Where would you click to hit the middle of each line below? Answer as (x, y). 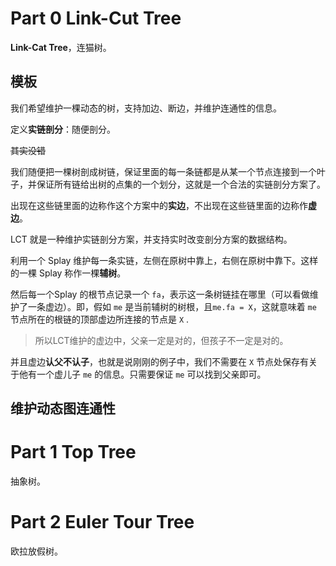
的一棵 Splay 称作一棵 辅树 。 (68, 273)
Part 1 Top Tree (73, 452)
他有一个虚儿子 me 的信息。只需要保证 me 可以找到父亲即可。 (142, 374)
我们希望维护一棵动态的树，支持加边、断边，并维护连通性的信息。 (146, 108)
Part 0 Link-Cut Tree (96, 18)
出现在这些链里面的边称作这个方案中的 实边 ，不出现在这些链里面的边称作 (159, 205)
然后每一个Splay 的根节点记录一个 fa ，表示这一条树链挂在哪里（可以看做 (160, 294)
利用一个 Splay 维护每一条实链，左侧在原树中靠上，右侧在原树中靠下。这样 (164, 260)
